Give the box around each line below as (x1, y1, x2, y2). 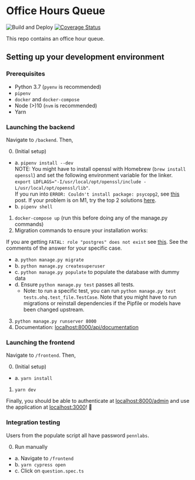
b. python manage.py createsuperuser (14, 262, 106, 269)
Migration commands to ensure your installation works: (14, 227, 148, 234)
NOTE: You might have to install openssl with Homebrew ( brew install (14, 165, 186, 172)
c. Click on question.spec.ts (14, 467, 84, 474)
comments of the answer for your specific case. (6, 244, 122, 251)
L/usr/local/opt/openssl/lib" (14, 185, 89, 191)
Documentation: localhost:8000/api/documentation (14, 323, 139, 330)
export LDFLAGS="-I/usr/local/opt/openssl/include (14, 178, 142, 185)
